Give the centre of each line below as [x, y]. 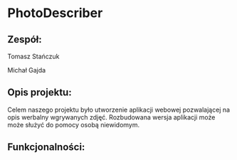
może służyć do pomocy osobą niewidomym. [74, 124]
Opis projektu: [40, 93]
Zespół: [25, 39]
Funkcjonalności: [46, 147]
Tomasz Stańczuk [33, 56]
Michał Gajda [27, 70]
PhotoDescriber [55, 13]
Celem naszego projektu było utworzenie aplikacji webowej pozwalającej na [118, 110]
